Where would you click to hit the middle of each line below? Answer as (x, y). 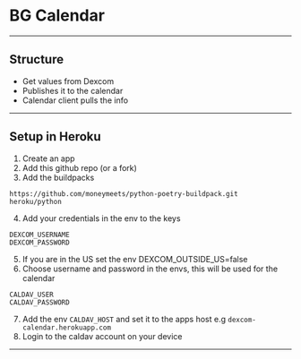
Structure (37, 60)
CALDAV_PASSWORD (39, 302)
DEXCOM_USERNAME (39, 235)
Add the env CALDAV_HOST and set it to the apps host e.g (124, 319)
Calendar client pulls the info (75, 100)
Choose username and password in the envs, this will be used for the (150, 269)
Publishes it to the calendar (73, 90)
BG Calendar (57, 16)
